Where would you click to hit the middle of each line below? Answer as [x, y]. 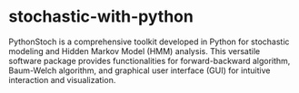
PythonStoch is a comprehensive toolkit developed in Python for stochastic [149, 42]
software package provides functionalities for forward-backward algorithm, [149, 60]
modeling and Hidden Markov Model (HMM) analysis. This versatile [135, 51]
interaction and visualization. [62, 79]
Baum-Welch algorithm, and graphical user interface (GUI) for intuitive [140, 70]
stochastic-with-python [101, 17]
